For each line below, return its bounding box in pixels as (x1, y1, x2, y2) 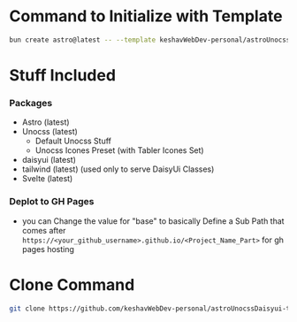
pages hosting (21, 243, 75, 254)
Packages (9, 96, 53, 109)
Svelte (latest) (21, 173, 73, 184)
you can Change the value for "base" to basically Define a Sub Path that (21, 215, 285, 226)
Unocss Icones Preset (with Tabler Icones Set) (34, 145, 205, 156)
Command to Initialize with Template (9, 6, 283, 27)
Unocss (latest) (21, 126, 78, 137)
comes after (21, 225, 66, 235)
